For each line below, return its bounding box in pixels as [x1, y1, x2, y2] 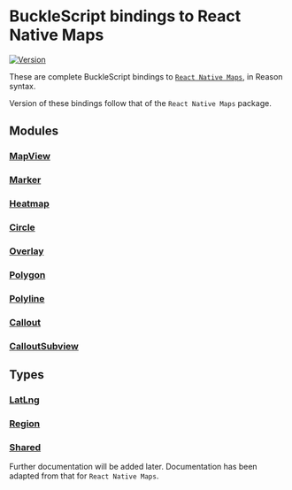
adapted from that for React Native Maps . [9, 471, 159, 481]
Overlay [9, 245, 44, 257]
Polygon [9, 268, 46, 280]
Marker [9, 174, 42, 187]
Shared [9, 440, 42, 453]
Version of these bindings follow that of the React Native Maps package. [9, 97, 272, 108]
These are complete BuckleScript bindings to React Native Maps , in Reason [9, 71, 283, 81]
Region [9, 417, 41, 430]
